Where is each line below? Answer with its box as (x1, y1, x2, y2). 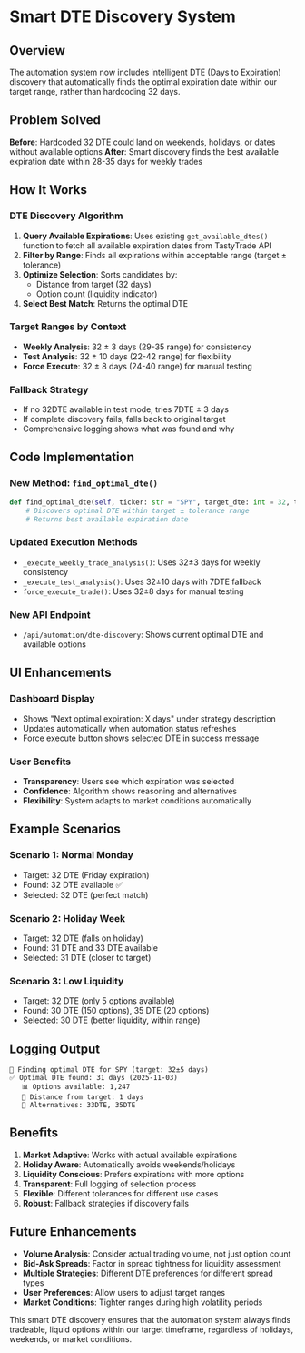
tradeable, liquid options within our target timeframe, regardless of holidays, (9, 1324, 294, 1335)
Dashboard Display (9, 692, 95, 705)
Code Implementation (9, 449, 134, 465)
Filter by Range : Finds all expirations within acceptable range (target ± (22, 249, 288, 260)
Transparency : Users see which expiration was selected (22, 775, 235, 786)
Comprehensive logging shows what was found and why (22, 423, 235, 434)
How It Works (9, 182, 88, 197)
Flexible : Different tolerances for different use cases (22, 1187, 219, 1198)
